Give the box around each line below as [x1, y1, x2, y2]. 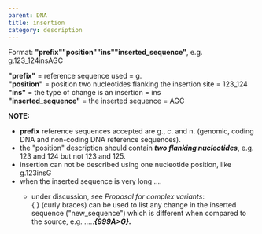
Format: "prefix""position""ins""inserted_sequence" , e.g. [8, 48, 203, 57]
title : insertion [8, 19, 65, 27]
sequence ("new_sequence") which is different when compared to [31, 209, 246, 218]
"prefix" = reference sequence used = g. [8, 71, 142, 81]
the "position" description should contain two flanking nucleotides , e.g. [19, 143, 254, 153]
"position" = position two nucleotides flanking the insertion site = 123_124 [8, 79, 248, 89]
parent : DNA [8, 11, 47, 20]
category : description [8, 26, 83, 34]
